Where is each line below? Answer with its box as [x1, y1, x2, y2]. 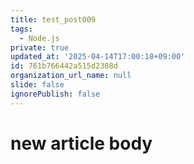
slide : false [10, 80, 65, 90]
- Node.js [19, 33, 60, 43]
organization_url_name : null [10, 71, 132, 81]
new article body [10, 132, 153, 155]
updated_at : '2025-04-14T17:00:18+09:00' [10, 52, 186, 62]
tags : [10, 24, 33, 34]
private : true [10, 42, 70, 53]
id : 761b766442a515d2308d [10, 61, 118, 71]
